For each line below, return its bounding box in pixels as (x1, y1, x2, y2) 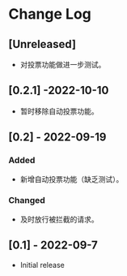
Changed (8, 195, 46, 206)
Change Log (8, 5, 91, 24)
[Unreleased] (8, 37, 77, 51)
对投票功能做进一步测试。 (19, 60, 106, 69)
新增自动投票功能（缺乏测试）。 (19, 174, 124, 183)
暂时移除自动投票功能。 (19, 106, 99, 116)
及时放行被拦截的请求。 (19, 214, 99, 224)
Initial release (19, 260, 65, 270)
